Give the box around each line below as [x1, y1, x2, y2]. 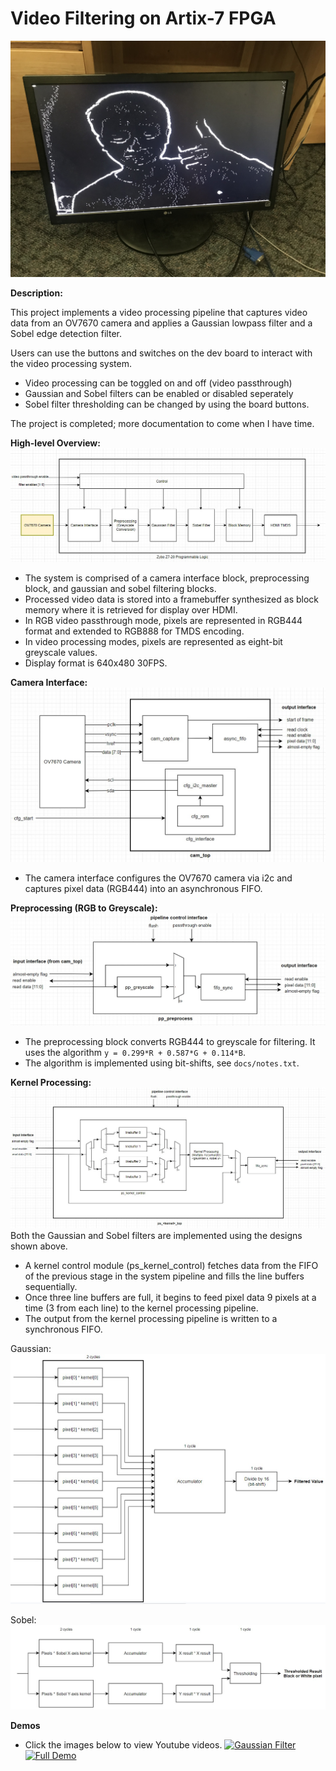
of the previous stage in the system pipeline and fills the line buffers [24, 1270, 305, 1282]
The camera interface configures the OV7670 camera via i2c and [24, 872, 293, 884]
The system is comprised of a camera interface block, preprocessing [24, 572, 310, 584]
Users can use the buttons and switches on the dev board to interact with [10, 347, 313, 359]
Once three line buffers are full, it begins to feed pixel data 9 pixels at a [24, 1292, 317, 1304]
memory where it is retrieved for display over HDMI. [24, 603, 238, 616]
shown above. [10, 1240, 68, 1252]
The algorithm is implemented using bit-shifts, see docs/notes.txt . [24, 1057, 300, 1069]
